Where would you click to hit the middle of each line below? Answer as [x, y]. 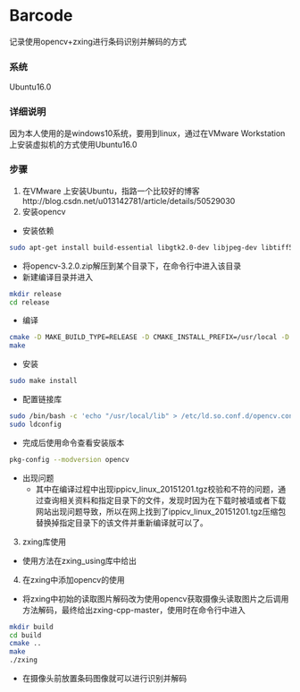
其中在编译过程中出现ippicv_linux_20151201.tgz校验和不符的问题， [157, 489]
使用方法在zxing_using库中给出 [79, 560]
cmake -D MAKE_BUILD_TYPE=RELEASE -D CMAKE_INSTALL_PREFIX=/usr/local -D [150, 337]
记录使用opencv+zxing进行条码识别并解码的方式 [98, 41]
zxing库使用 [44, 542]
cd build [25, 635]
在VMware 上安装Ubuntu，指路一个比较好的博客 [111, 191]
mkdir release [36, 294]
